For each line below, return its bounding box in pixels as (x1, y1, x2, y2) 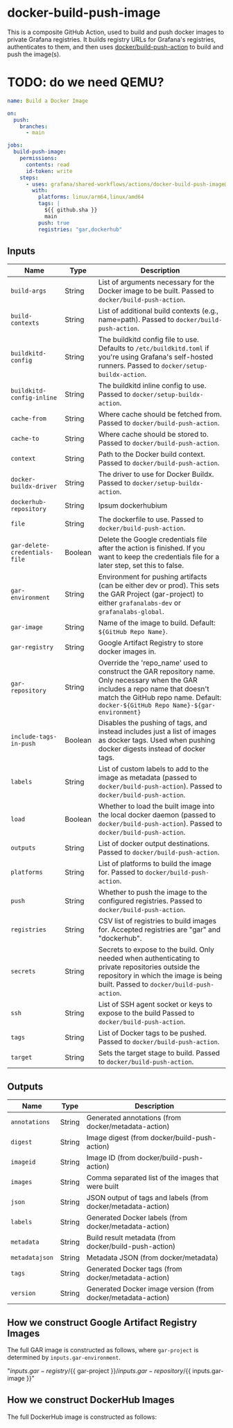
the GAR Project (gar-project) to (98, 590, 204, 599)
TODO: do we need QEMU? (7, 74, 164, 90)
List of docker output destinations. (98, 839, 210, 849)
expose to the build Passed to (98, 1008, 195, 1018)
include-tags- (10, 733, 58, 741)
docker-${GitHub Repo (98, 701, 170, 710)
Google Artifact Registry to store (98, 638, 203, 648)
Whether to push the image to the (98, 888, 208, 898)
